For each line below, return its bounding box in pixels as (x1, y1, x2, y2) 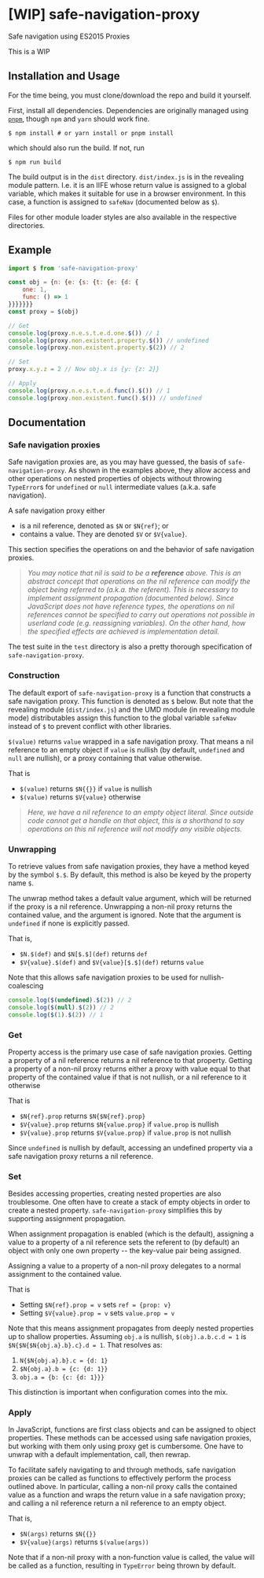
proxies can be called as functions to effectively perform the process (8, 1473, 232, 1483)
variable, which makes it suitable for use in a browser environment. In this (8, 189, 246, 198)
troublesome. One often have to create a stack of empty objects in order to (8, 1197, 251, 1207)
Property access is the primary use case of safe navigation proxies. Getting (8, 1047, 252, 1057)
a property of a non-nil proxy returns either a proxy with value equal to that (8, 1064, 251, 1073)
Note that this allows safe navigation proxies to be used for (8, 973, 199, 982)
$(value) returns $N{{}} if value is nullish (19, 784, 152, 793)
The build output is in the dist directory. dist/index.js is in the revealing (8, 171, 244, 182)
